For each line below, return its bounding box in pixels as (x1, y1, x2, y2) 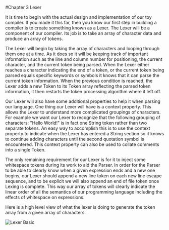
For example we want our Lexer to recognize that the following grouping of (5, 114, 160, 121)
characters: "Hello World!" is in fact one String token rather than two (5, 120, 147, 126)
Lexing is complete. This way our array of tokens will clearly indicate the (5, 183, 155, 189)
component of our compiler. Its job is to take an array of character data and (5, 30, 161, 36)
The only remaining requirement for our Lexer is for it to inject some (5, 157, 146, 163)
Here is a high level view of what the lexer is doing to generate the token (5, 204, 155, 210)
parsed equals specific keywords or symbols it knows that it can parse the (5, 72, 160, 78)
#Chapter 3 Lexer (5, 5, 42, 10)
